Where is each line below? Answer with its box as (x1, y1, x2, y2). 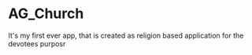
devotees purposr (8, 38, 66, 48)
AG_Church (8, 5, 84, 23)
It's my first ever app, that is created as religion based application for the (8, 31, 244, 40)
